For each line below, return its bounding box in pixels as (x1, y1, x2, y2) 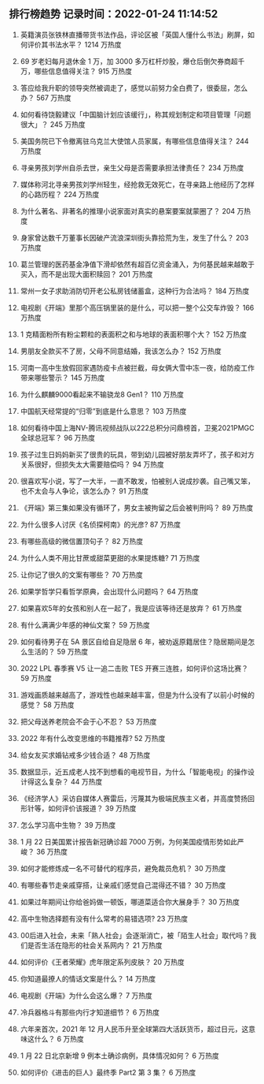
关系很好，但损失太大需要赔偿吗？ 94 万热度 (20, 460, 164, 469)
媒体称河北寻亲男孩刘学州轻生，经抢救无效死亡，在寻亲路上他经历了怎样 (20, 180, 255, 189)
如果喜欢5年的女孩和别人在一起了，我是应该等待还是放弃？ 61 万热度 (20, 603, 243, 613)
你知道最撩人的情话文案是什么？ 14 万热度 (20, 974, 156, 983)
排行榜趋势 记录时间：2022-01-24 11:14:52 (9, 7, 218, 21)
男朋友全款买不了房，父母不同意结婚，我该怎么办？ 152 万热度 (20, 346, 222, 356)
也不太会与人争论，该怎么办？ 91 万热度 (20, 486, 149, 495)
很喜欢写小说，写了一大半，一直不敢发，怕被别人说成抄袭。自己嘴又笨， (20, 476, 255, 486)
